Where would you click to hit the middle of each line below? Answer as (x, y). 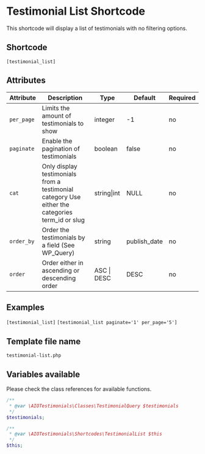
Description (65, 97)
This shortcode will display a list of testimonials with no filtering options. (97, 28)
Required (182, 97)
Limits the (56, 108)
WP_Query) (58, 252)
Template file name (44, 341)
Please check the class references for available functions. (79, 389)
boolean (106, 148)
